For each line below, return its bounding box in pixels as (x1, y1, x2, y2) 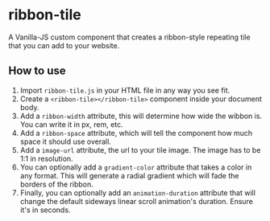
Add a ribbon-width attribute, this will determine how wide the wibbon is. (19, 111, 263, 121)
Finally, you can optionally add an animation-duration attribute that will (19, 187, 256, 198)
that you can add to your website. (8, 40, 120, 50)
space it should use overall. (19, 137, 111, 146)
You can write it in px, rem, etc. (19, 119, 123, 129)
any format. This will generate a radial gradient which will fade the (19, 170, 239, 180)
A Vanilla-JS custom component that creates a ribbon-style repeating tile (8, 32, 251, 42)
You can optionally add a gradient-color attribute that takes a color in (19, 162, 252, 172)
